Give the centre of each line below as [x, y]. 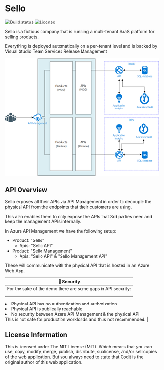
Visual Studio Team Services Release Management [56, 51]
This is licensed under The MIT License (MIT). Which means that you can [79, 346]
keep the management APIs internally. [43, 221]
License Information [36, 335]
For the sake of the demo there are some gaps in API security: [69, 288]
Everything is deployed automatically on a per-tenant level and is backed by [81, 46]
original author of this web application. [44, 362]
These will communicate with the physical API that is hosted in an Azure [77, 265]
